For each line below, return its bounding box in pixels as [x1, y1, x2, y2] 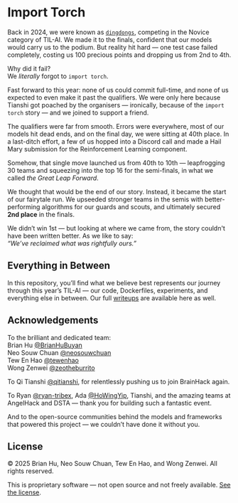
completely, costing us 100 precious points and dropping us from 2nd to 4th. [7, 51, 232, 59]
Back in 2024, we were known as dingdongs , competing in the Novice [7, 28, 210, 36]
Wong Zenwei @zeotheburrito [7, 364, 95, 372]
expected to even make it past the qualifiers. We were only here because [7, 93, 221, 102]
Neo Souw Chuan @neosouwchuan [7, 348, 112, 356]
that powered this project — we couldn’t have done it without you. [7, 420, 200, 428]
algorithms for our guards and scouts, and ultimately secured [41, 202, 221, 211]
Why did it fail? [7, 64, 51, 73]
